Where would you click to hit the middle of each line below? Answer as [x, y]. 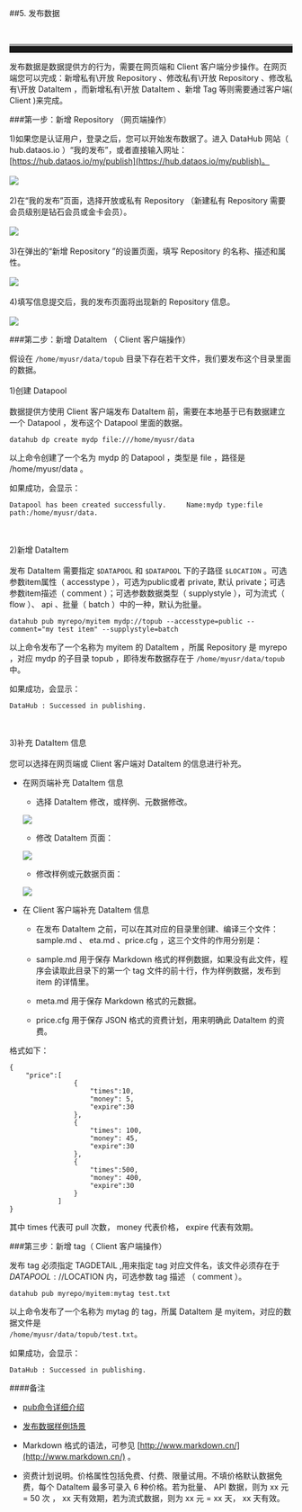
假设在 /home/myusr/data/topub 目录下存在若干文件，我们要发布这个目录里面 [151, 359]
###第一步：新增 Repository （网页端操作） [90, 119]
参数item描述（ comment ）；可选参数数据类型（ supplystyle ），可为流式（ [147, 593]
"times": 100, [116, 1130]
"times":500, [114, 1170]
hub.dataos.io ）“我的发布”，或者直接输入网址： [98, 150]
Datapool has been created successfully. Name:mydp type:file [136, 505]
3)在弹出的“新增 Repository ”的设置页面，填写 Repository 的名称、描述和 [144, 251]
